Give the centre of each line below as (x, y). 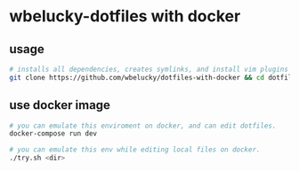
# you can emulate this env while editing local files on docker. (135, 150)
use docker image (60, 105)
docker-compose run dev (53, 134)
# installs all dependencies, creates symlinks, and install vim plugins (149, 69)
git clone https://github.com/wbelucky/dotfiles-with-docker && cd (137, 77)
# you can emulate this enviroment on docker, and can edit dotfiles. (143, 126)
